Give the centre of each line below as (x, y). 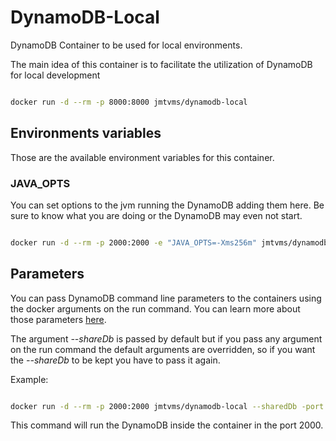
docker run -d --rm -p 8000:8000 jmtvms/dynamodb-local (129, 102)
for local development (55, 75)
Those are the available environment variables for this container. (142, 157)
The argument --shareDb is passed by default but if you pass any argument (166, 338)
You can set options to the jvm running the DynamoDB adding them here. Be (167, 205)
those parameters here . (58, 319)
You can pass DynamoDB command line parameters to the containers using (166, 298)
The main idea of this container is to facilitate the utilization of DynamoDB (161, 64)
